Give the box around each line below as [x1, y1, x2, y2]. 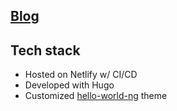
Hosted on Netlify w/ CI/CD [24, 69, 138, 81]
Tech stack [10, 42, 81, 59]
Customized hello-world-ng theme [24, 90, 168, 102]
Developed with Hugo [24, 79, 115, 91]
